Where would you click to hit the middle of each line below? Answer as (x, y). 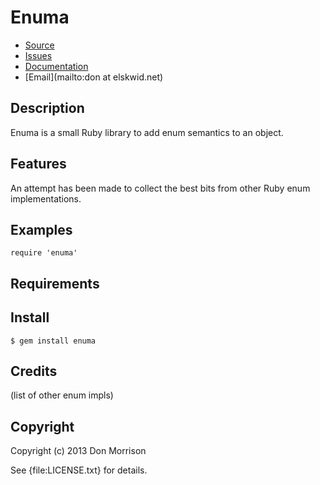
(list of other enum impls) (62, 395)
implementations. (46, 198)
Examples (41, 229)
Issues (38, 55)
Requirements (55, 283)
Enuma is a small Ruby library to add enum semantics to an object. (147, 132)
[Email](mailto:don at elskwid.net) (94, 77)
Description (47, 108)
